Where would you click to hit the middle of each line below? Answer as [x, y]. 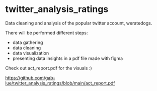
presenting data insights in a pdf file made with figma [68, 58]
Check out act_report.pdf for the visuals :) [49, 68]
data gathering [28, 42]
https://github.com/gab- [30, 77]
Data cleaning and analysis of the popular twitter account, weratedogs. [79, 23]
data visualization [31, 53]
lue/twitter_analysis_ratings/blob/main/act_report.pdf [60, 83]
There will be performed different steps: [47, 32]
